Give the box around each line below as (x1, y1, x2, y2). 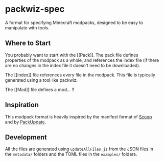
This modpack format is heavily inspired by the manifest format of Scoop (5, 114, 152, 119)
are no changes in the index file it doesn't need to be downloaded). (5, 62, 141, 68)
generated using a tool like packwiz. (5, 77, 78, 83)
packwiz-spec (5, 3, 65, 15)
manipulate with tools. (5, 24, 50, 30)
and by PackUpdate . (5, 119, 47, 125)
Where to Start (5, 39, 51, 47)
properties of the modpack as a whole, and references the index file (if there (5, 57, 159, 63)
